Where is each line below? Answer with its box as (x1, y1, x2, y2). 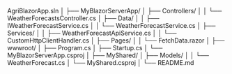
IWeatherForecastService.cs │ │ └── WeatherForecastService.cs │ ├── (7, 22, 216, 29)
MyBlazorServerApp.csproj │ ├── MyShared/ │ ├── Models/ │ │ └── (7, 51, 209, 59)
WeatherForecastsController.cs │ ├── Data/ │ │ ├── (7, 14, 160, 22)
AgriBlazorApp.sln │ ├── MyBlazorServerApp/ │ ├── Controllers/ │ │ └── (7, 7, 222, 15)
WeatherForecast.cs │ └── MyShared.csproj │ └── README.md (7, 59, 194, 66)
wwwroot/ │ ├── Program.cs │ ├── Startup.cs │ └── (7, 44, 163, 52)
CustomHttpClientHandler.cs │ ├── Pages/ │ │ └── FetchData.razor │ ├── (7, 36, 225, 45)
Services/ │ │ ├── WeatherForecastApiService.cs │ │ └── (7, 29, 177, 37)
